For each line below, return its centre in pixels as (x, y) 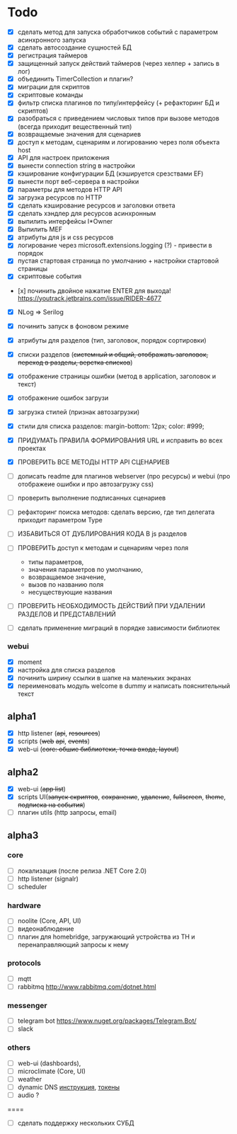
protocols (24, 963)
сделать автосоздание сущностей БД (75, 47)
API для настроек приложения (63, 157)
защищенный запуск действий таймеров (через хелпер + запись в (118, 64)
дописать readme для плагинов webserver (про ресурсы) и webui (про (124, 476)
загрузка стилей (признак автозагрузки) (79, 412)
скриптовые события (50, 276)
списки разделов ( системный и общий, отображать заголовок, (113, 354)
